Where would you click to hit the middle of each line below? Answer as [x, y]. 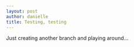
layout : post [22, 11]
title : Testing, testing [36, 22]
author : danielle [27, 17]
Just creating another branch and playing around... [67, 38]
